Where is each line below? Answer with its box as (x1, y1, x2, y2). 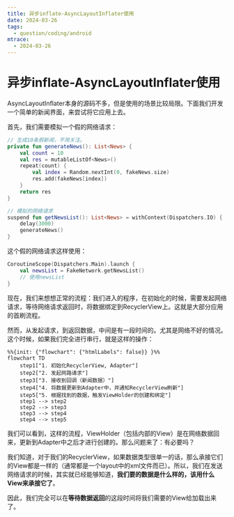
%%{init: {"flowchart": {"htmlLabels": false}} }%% (7, 348, 160, 355)
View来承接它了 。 (7, 479, 59, 487)
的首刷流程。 (7, 311, 44, 319)
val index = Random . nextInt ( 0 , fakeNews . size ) (32, 169, 170, 176)
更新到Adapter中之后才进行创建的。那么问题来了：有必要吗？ (19, 438, 195, 446)
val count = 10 (19, 149, 64, 157)
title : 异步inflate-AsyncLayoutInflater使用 (7, 10, 134, 17)
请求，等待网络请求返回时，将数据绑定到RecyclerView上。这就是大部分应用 (7, 302, 224, 311)
